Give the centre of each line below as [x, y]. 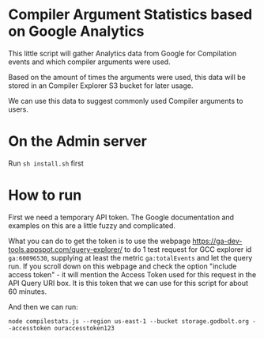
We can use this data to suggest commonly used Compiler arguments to [126, 101]
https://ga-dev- [217, 241]
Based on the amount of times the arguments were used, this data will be [127, 77]
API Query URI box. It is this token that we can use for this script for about [128, 283]
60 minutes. [28, 291]
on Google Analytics [76, 31]
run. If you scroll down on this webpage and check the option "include [123, 266]
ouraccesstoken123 [84, 328]
